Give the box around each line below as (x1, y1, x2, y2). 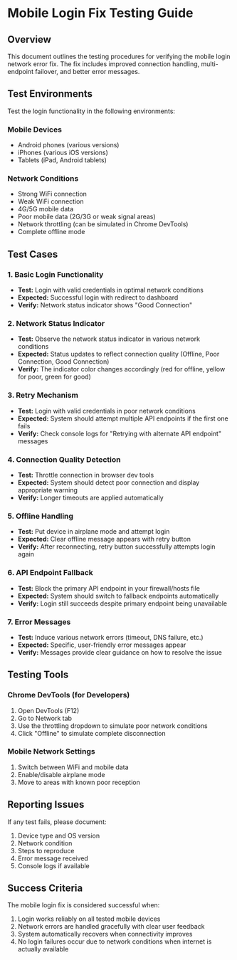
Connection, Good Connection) (17, 357, 110, 366)
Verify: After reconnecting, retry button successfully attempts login (17, 542, 216, 551)
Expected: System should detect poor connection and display (17, 478, 200, 487)
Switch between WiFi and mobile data (17, 763, 130, 771)
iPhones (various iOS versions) (17, 148, 109, 157)
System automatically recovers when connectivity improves (17, 930, 193, 939)
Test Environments (7, 88, 93, 100)
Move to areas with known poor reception (17, 778, 140, 786)
